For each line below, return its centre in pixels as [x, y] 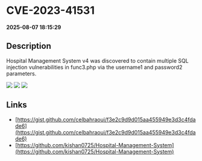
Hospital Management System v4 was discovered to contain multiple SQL [97, 60]
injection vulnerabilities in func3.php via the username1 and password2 [94, 67]
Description [29, 46]
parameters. [21, 74]
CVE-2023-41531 [50, 11]
